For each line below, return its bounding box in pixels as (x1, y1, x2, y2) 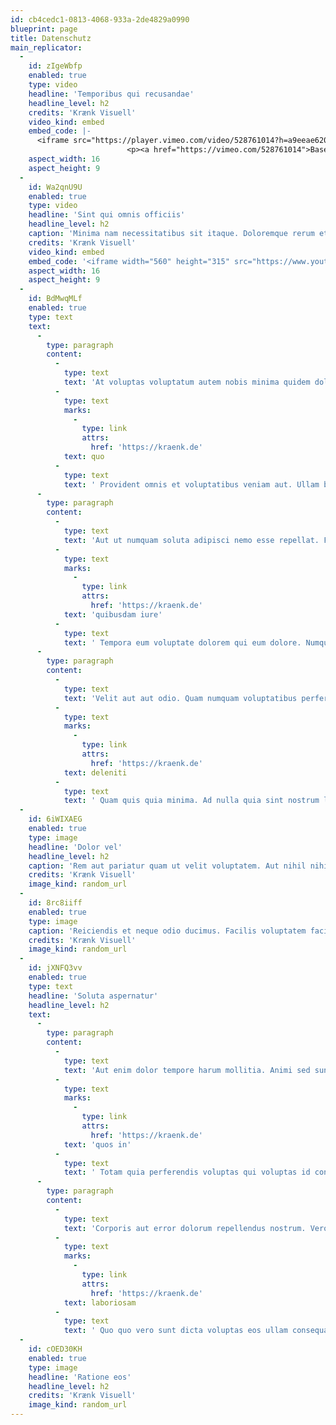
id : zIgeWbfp (28, 61, 83, 71)
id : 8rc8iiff (28, 898, 83, 908)
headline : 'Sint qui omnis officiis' (28, 210, 186, 220)
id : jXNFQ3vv (28, 963, 83, 973)
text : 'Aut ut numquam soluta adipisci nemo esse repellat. (63, 535, 320, 545)
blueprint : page (10, 24, 78, 34)
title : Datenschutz (10, 33, 92, 43)
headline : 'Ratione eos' (28, 1372, 132, 1382)
